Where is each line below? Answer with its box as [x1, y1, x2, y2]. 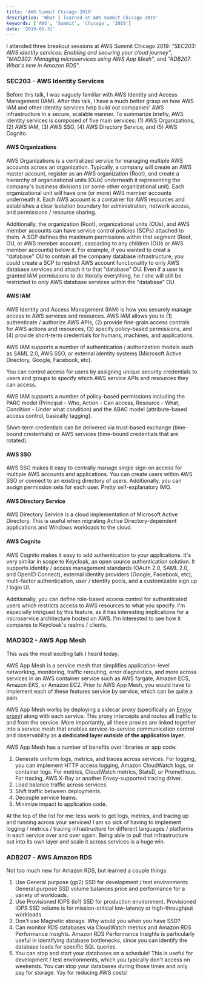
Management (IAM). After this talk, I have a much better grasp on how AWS [6, 97, 194, 104]
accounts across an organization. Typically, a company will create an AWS [6, 163, 192, 171]
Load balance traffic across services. [15, 781, 108, 788]
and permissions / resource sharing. [6, 208, 97, 216]
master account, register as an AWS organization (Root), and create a [6, 169, 180, 177]
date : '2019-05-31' [6, 26, 56, 32]
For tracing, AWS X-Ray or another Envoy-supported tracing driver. [15, 774, 183, 782]
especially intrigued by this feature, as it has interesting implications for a [6, 608, 189, 615]
